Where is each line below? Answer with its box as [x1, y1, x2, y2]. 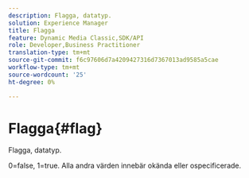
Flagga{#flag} [8, 119, 103, 137]
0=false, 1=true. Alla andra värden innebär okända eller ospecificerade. [8, 161, 242, 171]
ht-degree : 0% [8, 78, 56, 86]
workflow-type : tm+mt [8, 64, 80, 72]
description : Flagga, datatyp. [8, 11, 112, 20]
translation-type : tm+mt [8, 48, 91, 56]
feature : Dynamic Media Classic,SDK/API [8, 33, 145, 42]
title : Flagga [8, 26, 56, 34]
